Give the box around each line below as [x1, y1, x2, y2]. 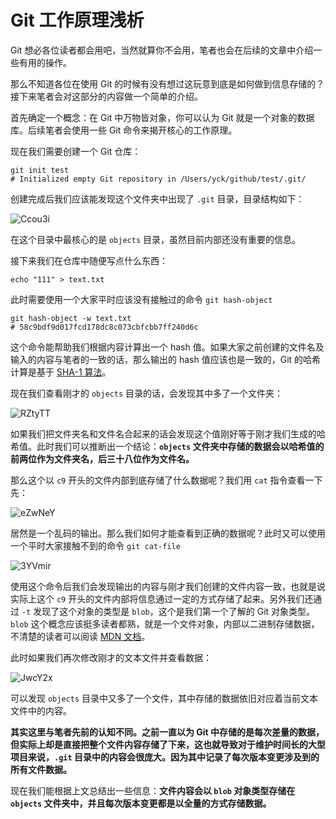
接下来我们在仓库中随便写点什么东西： [10, 254, 168, 266]
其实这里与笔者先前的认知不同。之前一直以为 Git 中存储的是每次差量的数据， [10, 726, 325, 738]
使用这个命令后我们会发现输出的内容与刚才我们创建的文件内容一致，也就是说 [10, 580, 326, 592]
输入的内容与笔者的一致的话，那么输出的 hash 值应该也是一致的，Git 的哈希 [10, 353, 322, 365]
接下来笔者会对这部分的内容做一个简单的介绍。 [10, 90, 203, 102]
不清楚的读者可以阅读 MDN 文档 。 [10, 630, 151, 642]
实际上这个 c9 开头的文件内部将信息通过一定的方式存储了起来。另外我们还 [10, 592, 314, 605]
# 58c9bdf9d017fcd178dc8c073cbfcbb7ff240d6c [10, 322, 199, 332]
